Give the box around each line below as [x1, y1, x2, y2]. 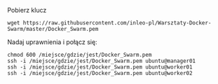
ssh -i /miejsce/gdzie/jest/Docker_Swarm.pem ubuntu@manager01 [7, 57, 196, 64]
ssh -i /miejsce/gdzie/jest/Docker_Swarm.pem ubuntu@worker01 [7, 64, 193, 71]
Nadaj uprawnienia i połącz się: [7, 38, 97, 46]
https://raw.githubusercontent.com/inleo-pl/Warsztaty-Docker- [22, 20, 212, 27]
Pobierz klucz [7, 6, 47, 14]
